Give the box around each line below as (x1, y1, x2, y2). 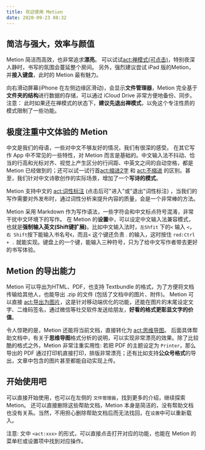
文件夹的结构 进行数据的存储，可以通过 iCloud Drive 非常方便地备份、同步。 (6, 92, 195, 99)
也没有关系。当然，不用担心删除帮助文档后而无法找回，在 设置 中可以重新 (6, 409, 187, 416)
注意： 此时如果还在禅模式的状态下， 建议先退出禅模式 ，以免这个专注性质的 (6, 99, 195, 107)
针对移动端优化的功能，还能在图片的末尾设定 (76, 298, 189, 305)
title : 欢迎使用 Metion (6, 9, 63, 15)
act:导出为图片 (23, 298, 60, 305)
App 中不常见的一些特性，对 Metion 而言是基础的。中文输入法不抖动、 (13, 152, 190, 159)
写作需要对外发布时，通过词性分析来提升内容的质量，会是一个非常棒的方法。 (6, 195, 199, 202)
